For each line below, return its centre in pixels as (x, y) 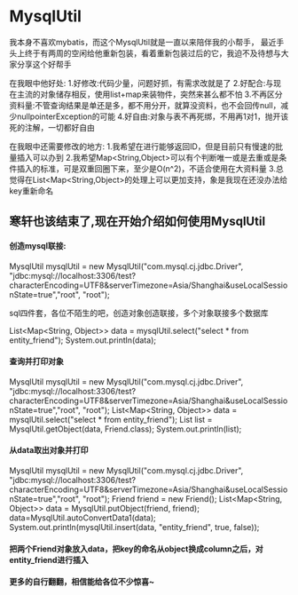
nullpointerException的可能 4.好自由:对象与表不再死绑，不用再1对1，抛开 (149, 116)
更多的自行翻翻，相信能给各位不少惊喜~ (82, 582)
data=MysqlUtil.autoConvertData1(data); (83, 518)
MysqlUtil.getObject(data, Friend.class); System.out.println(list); (125, 429)
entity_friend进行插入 (49, 559)
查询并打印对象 (36, 361)
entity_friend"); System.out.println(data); (83, 340)
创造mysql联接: (38, 245)
